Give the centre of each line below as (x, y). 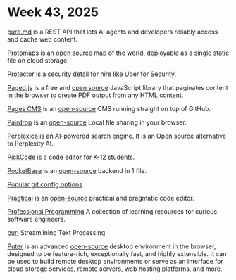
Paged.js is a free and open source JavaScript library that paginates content (118, 87)
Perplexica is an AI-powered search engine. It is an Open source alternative (117, 136)
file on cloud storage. (38, 60)
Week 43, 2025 (53, 12)
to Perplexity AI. (31, 143)
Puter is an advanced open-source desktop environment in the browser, (112, 246)
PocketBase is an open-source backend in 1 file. (77, 170)
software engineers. (36, 219)
